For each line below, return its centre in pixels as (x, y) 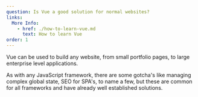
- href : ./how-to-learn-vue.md (56, 29)
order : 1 (17, 40)
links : (14, 17)
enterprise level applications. (42, 63)
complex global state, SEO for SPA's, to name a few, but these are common (99, 81)
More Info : (25, 23)
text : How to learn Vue (52, 34)
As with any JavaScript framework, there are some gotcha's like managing (99, 75)
